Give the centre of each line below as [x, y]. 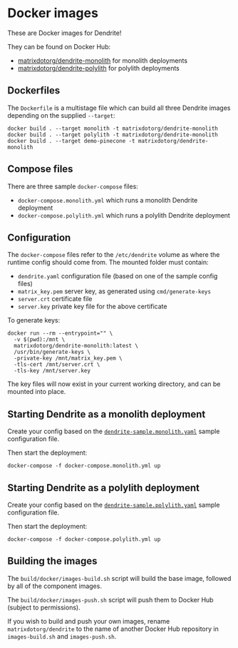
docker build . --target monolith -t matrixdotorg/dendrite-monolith [113, 128]
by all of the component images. [55, 586]
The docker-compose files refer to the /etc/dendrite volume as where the [114, 255]
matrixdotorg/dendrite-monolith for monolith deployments [102, 60]
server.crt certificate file [55, 299]
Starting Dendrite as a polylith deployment [103, 488]
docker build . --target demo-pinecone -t [71, 141]
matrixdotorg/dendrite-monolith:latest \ [76, 346]
